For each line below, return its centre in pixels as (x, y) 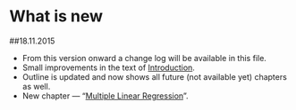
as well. (36, 86)
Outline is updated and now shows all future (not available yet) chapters (155, 76)
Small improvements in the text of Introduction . (108, 67)
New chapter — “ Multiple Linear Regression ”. (105, 96)
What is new (56, 16)
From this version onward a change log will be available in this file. (144, 58)
